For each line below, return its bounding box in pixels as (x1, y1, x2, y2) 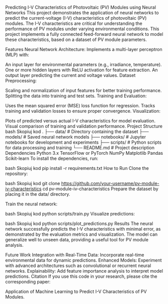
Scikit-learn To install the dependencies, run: (5, 155, 98, 161)
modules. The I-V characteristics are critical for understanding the (5, 20, 143, 26)
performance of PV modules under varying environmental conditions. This (5, 26, 159, 32)
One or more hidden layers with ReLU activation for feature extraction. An (5, 67, 158, 73)
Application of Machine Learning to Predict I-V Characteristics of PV (5, 288, 147, 294)
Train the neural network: (5, 201, 58, 207)
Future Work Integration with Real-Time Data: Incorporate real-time (5, 252, 145, 257)
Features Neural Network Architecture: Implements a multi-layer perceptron (5, 47, 162, 52)
